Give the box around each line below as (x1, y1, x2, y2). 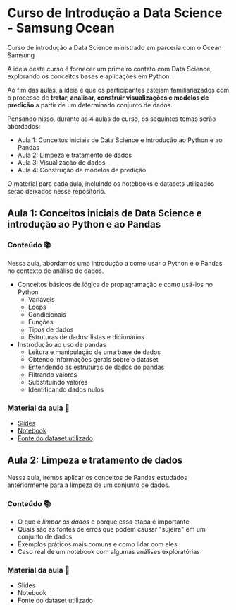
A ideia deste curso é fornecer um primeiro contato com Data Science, (7, 64, 213, 73)
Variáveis (27, 295, 55, 303)
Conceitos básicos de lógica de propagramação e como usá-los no (17, 280, 213, 288)
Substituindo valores (27, 377, 88, 386)
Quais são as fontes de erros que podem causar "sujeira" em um (17, 525, 206, 534)
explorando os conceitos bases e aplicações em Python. (7, 72, 171, 81)
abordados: (7, 122, 41, 130)
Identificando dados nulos (27, 385, 104, 394)
